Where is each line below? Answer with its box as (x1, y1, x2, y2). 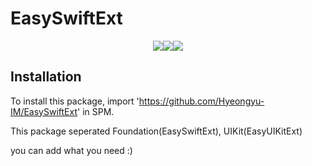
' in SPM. (77, 105, 115, 117)
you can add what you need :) (10, 144, 133, 156)
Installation (10, 68, 82, 86)
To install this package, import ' (10, 95, 140, 107)
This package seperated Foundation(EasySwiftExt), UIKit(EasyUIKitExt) (10, 125, 303, 137)
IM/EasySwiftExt (10, 105, 78, 117)
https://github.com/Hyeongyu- (138, 95, 265, 107)
